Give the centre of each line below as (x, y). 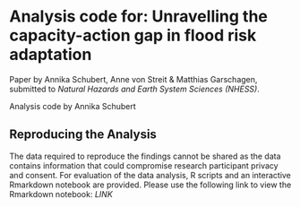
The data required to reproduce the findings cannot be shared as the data (145, 156)
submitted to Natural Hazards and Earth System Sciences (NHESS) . (134, 89)
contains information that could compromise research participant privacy (144, 165)
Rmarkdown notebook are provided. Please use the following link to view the (150, 185)
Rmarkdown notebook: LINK (61, 194)
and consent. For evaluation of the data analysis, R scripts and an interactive (150, 175)
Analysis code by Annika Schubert (73, 106)
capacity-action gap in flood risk (133, 35)
